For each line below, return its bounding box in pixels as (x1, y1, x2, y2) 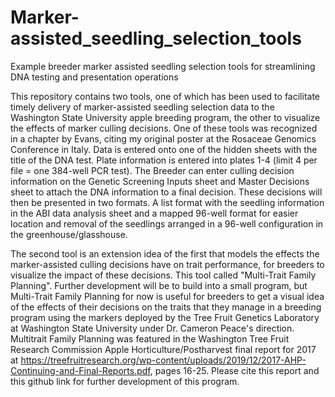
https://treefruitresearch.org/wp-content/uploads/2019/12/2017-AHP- (20, 354, 307, 366)
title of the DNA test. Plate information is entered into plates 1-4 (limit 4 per (10, 154, 318, 166)
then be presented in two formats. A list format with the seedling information (10, 196, 325, 208)
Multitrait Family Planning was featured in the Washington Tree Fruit (10, 332, 290, 345)
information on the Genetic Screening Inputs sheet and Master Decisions (10, 175, 310, 187)
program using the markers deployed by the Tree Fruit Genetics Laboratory (10, 311, 320, 323)
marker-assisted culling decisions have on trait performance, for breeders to (10, 258, 325, 270)
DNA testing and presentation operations (10, 71, 179, 83)
